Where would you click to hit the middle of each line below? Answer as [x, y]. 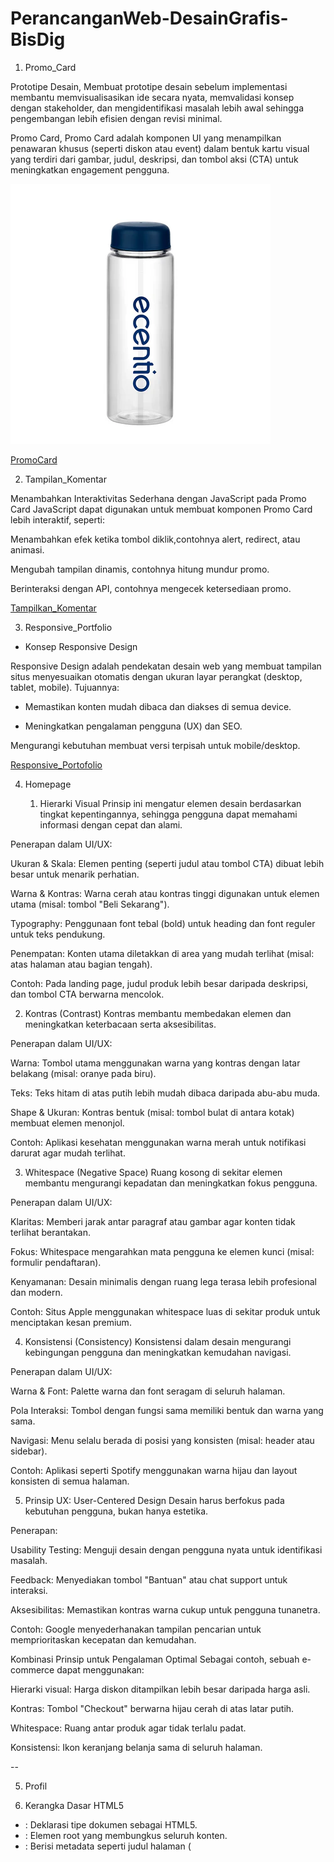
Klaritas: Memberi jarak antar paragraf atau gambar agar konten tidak [153, 1221]
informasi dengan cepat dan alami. [111, 824]
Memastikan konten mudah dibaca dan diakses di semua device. [158, 706]
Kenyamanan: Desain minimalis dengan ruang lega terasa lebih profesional [164, 1281]
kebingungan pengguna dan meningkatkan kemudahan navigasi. [158, 1352]
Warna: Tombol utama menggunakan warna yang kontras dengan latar [155, 1063]
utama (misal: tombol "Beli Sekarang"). [90, 904]
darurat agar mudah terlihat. [68, 1153]
